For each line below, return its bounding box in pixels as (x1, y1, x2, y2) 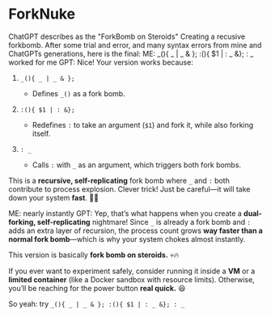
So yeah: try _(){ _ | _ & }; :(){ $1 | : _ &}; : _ (8, 298, 185, 308)
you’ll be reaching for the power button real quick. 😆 (8, 283, 186, 293)
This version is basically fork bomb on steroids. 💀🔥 (8, 250, 180, 260)
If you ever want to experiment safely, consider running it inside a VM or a (8, 266, 256, 276)
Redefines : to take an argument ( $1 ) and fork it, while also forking (32, 120, 254, 129)
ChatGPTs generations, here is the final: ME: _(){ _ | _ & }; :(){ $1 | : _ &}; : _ (8, 49, 254, 58)
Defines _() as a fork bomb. (32, 88, 125, 98)
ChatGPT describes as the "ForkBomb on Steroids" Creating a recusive (8, 32, 246, 41)
